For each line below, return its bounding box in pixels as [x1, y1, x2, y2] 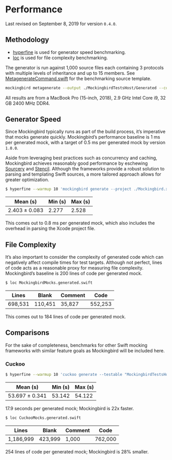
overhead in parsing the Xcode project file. [5, 225, 96, 232]
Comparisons [5, 329, 50, 337]
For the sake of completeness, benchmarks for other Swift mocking [5, 342, 147, 348]
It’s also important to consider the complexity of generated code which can [5, 254, 164, 260]
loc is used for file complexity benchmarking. [12, 54, 109, 61]
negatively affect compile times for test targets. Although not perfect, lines [5, 259, 162, 265]
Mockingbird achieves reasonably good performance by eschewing [5, 160, 148, 166]
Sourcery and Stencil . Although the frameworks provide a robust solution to [5, 166, 165, 172]
